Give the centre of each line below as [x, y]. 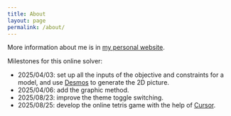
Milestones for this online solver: [55, 61]
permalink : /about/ [36, 27]
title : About [27, 14]
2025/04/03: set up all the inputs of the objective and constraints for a [120, 75]
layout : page [27, 21]
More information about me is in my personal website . [86, 48]
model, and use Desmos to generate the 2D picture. [93, 83]
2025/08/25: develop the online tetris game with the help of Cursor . [117, 105]
